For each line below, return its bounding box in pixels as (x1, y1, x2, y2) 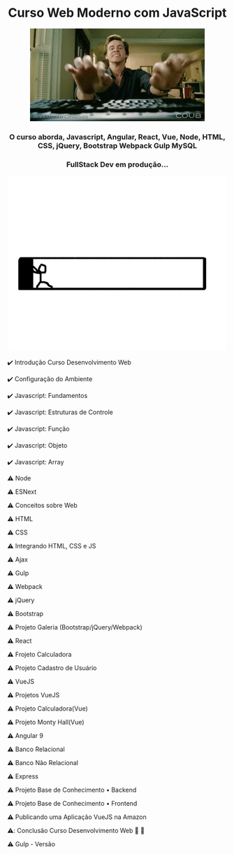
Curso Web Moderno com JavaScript (8, 5, 227, 21)
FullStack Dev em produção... (66, 159, 169, 169)
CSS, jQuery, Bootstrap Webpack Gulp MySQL (37, 141, 198, 150)
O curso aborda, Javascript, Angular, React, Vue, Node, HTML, (9, 131, 226, 141)
